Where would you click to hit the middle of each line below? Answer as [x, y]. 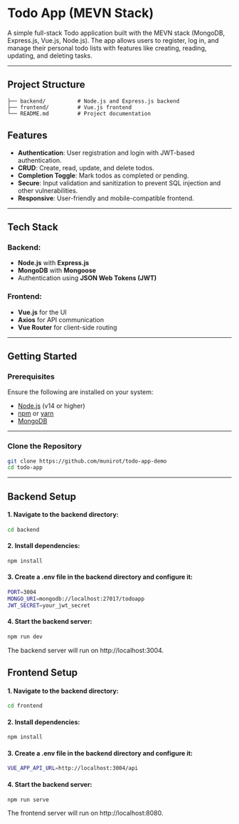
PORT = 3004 [22, 592]
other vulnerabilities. [48, 190]
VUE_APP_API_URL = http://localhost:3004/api [73, 768]
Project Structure [46, 84]
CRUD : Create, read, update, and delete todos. [86, 168]
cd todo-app [25, 468]
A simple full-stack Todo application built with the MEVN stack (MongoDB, [116, 33]
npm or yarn [36, 413]
